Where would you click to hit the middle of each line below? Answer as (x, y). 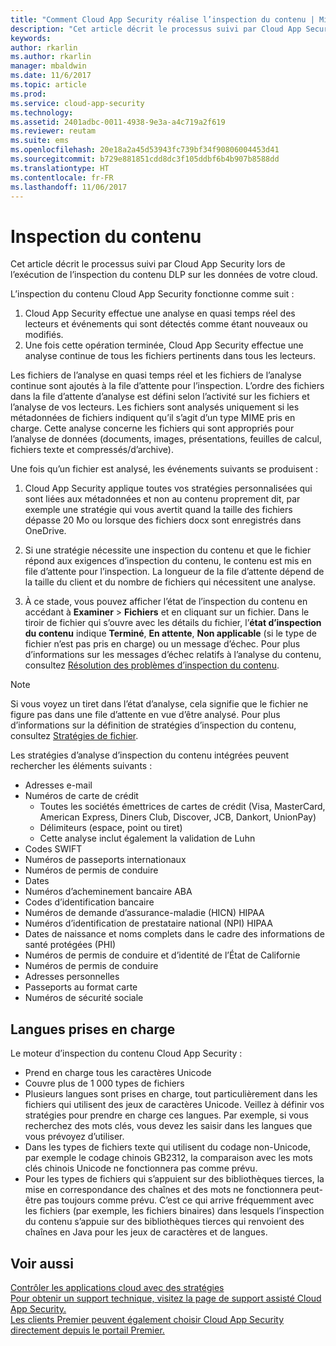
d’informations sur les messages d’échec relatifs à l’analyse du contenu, (173, 655)
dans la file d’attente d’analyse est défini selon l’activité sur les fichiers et (160, 397)
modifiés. (44, 335)
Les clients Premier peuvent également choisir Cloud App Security (147, 1319)
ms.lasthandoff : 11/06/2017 (69, 187)
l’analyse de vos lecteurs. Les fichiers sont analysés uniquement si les (155, 407)
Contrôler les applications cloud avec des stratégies (117, 1287)
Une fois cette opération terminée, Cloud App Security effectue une (164, 345)
